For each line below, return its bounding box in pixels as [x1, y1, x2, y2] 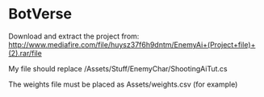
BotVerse [8, 5, 73, 23]
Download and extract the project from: [8, 31, 140, 41]
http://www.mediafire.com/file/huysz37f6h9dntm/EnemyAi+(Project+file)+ [8, 39, 256, 49]
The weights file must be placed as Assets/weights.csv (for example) [8, 79, 238, 89]
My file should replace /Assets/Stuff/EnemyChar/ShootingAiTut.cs [8, 63, 228, 73]
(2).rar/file [8, 48, 42, 58]
